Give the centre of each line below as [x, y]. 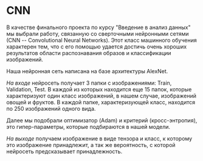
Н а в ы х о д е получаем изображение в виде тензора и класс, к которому [99, 138]
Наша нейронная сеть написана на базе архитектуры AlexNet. [87, 71]
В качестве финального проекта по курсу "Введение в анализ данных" [98, 27]
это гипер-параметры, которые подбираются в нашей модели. [88, 126]
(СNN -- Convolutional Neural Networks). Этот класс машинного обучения [101, 40]
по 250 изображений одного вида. [51, 108]
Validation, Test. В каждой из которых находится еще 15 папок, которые [99, 89]
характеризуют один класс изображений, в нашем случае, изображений [101, 96]
